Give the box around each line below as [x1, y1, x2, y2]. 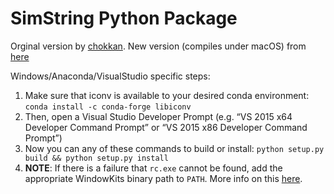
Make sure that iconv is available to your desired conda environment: [24, 89, 310, 101]
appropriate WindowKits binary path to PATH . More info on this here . [24, 172, 303, 184]
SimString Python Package [10, 7, 238, 30]
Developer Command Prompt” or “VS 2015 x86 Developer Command [24, 121, 308, 133]
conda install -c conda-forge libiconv [24, 102, 192, 112]
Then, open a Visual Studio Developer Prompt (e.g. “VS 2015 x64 [24, 110, 293, 122]
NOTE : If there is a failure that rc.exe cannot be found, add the [24, 162, 283, 174]
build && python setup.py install [24, 153, 169, 163]
